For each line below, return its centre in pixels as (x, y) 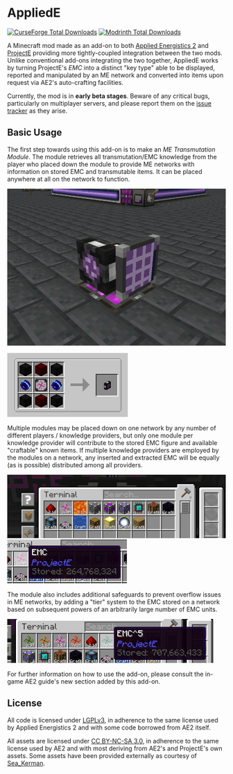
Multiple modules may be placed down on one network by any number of (112, 428)
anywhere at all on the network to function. (69, 179)
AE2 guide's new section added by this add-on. (93, 681)
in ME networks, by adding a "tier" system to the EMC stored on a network (114, 602)
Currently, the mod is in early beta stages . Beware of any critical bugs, (109, 96)
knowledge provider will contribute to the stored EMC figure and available (112, 443)
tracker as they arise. (37, 111)
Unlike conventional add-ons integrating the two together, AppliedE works (113, 60)
